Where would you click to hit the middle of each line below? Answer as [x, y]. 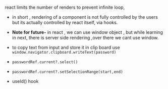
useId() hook [25, 81]
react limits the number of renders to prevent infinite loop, [65, 7]
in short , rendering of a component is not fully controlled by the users [85, 17]
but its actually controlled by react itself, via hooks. [65, 23]
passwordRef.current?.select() [45, 62]
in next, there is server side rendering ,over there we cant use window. [85, 38]
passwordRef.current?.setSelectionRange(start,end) [67, 72]
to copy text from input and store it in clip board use [66, 47]
